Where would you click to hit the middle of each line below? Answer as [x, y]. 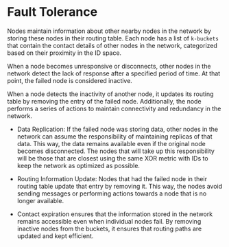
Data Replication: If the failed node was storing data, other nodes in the [117, 129]
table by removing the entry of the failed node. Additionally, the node [104, 101]
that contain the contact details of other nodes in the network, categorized [112, 45]
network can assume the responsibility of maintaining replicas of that [114, 136]
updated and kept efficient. [55, 236]
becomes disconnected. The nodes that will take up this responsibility [116, 151]
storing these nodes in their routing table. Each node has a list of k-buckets [113, 38]
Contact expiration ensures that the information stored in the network [115, 214]
